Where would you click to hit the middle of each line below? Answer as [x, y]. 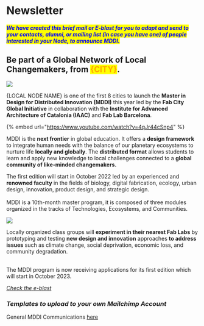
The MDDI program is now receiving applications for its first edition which [99, 269]
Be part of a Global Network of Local [76, 60]
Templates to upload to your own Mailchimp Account [86, 303]
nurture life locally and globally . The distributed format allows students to [100, 151]
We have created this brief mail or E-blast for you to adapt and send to [97, 27]
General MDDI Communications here [52, 317]
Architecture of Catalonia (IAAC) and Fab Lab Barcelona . [79, 115]
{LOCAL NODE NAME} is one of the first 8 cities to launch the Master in [96, 96]
